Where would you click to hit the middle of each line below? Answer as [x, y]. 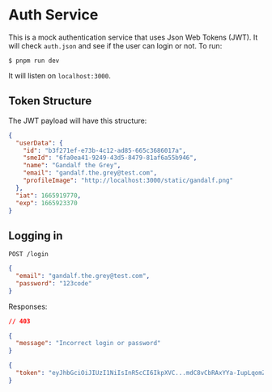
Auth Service [53, 15]
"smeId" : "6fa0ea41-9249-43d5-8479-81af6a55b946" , [110, 158]
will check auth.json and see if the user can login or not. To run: [115, 45]
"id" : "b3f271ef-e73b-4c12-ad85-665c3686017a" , [104, 150]
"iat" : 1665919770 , [49, 196]
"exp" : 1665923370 [47, 203]
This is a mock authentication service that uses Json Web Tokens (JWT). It [133, 37]
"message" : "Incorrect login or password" [88, 344]
